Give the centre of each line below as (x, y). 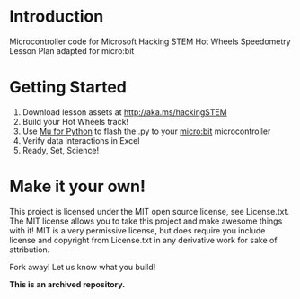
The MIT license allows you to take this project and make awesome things (146, 221)
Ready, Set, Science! (61, 150)
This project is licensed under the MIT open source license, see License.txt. (150, 211)
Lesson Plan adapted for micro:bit (72, 50)
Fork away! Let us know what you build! (83, 267)
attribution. (30, 250)
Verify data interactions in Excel (81, 140)
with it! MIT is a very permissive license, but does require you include (137, 230)
